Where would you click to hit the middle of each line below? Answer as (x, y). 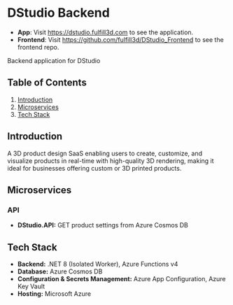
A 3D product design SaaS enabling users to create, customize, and (105, 153)
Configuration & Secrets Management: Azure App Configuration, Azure (121, 279)
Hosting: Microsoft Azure (54, 294)
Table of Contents (47, 83)
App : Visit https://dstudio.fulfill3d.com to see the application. (105, 32)
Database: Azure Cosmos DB (60, 271)
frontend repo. (38, 47)
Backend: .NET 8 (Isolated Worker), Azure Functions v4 (98, 264)
